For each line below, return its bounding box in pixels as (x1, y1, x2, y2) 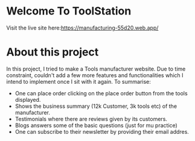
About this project (6, 45, 99, 59)
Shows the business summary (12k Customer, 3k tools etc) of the (14, 102, 177, 110)
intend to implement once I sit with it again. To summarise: (6, 78, 151, 85)
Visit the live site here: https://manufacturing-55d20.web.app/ (6, 24, 159, 31)
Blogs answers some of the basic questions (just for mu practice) (14, 122, 178, 129)
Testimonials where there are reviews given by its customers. (14, 115, 168, 122)
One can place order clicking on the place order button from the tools (14, 89, 188, 97)
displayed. (14, 96, 41, 103)
